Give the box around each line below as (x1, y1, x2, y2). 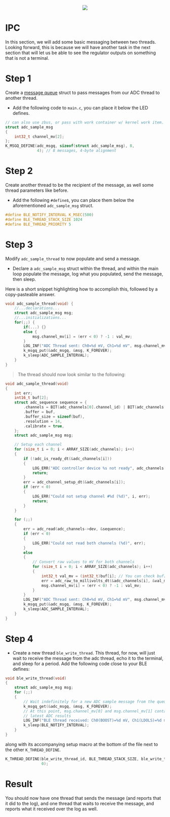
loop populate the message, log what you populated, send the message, (12, 271, 163, 277)
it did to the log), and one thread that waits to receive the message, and (5, 800, 154, 806)
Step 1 (5, 73, 31, 85)
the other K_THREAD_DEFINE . (5, 747, 61, 753)
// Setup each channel (14, 442, 62, 447)
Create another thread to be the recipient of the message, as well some (5, 182, 154, 188)
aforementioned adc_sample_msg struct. (12, 202, 94, 209)
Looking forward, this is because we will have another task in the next (5, 44, 151, 50)
